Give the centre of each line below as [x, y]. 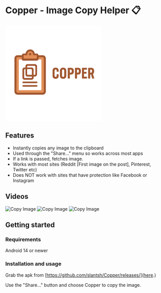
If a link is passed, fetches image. [48, 159]
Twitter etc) [25, 169]
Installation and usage [33, 264]
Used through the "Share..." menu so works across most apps [78, 153]
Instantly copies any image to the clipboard [58, 148]
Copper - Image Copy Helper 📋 [73, 10]
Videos [17, 197]
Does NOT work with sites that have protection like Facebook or [80, 175]
